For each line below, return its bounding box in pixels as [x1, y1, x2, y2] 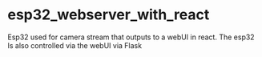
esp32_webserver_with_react [7, 6, 210, 24]
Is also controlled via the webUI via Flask [7, 40, 142, 50]
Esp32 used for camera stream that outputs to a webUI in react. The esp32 [7, 32, 255, 42]
